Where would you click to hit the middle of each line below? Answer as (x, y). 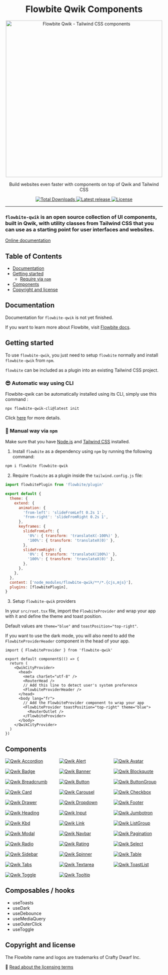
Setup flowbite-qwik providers (44, 601)
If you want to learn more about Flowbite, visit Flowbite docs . (68, 327)
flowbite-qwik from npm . (30, 360)
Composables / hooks (40, 890)
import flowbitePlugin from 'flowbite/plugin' (54, 485)
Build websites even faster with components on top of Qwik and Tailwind (84, 184)
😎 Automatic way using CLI (39, 383)
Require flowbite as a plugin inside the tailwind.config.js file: (77, 475)
